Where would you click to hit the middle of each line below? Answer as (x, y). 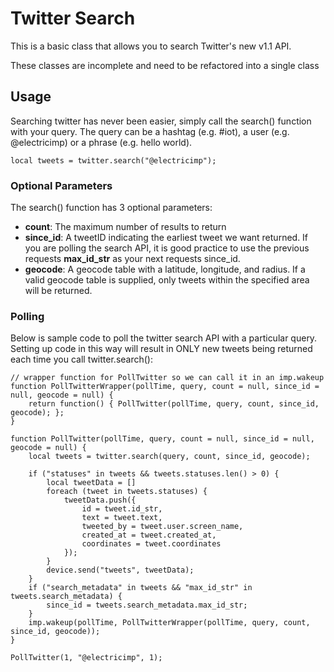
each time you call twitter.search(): (81, 359)
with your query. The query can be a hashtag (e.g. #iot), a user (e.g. (150, 131)
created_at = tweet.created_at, (149, 535)
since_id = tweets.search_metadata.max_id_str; (147, 605)
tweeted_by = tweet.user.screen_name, (162, 527)
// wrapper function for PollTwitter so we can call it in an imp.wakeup (167, 378)
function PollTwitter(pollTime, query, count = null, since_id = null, (162, 439)
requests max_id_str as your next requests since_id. (132, 259)
